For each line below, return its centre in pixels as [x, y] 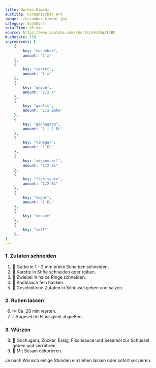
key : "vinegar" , [39, 143]
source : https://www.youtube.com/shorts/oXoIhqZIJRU [60, 33]
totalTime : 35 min [24, 28]
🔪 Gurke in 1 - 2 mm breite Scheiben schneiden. [61, 267]
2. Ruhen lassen [25, 300]
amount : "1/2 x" [39, 92]
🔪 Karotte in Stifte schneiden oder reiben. [54, 272]
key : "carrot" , [38, 69]
